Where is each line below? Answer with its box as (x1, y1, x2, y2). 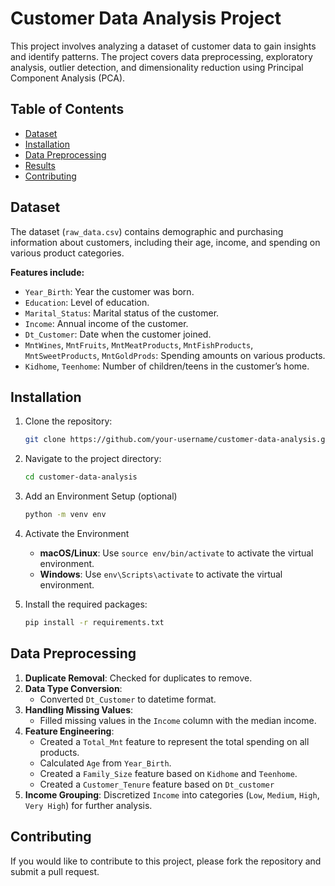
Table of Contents (10, 101, 125, 118)
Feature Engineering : (24, 725, 115, 737)
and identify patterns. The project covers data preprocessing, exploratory (10, 50, 313, 62)
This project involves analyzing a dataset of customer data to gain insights (10, 40, 317, 52)
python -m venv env (24, 510, 107, 520)
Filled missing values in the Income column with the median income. (39, 714, 317, 726)
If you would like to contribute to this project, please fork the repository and (10, 855, 322, 867)
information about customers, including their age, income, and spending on (10, 236, 321, 248)
